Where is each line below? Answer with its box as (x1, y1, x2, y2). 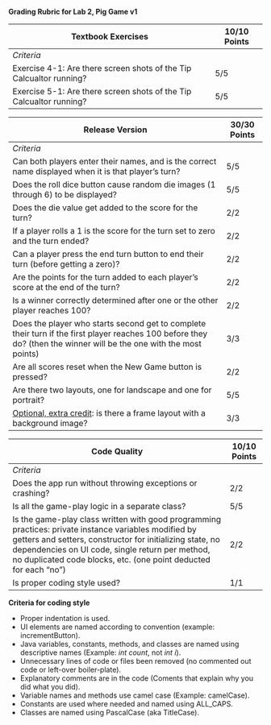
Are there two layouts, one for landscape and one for (12, 384, 212, 396)
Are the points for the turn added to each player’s (12, 271, 199, 283)
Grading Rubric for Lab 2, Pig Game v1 (8, 7, 138, 16)
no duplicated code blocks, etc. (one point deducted (12, 554, 211, 565)
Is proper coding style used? (12, 578, 121, 588)
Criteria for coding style (8, 598, 90, 607)
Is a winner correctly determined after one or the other (12, 295, 219, 305)
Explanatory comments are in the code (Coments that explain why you (19, 673, 254, 683)
